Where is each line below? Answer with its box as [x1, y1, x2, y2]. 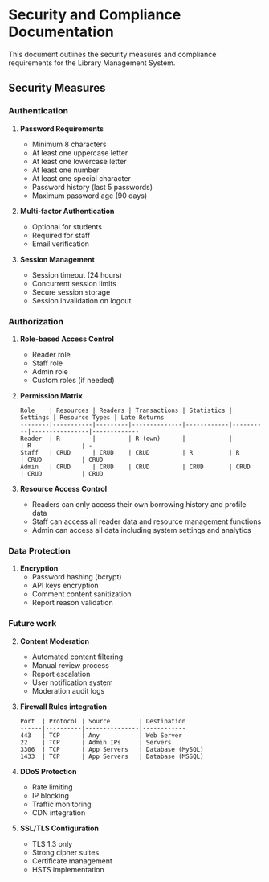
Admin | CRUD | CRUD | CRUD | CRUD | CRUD [19, 463, 251, 471]
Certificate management [31, 855, 112, 866]
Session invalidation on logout [31, 295, 132, 305]
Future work [8, 618, 57, 629]
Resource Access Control [19, 484, 108, 493]
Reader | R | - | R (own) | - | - [19, 435, 240, 443]
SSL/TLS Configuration [19, 823, 99, 833]
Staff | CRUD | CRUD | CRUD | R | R [19, 448, 240, 456]
